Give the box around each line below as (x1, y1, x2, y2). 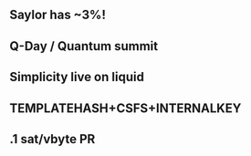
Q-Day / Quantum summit (9, 38, 158, 54)
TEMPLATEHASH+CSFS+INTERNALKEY (9, 100, 242, 116)
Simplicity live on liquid (9, 69, 144, 85)
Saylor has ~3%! (9, 7, 107, 23)
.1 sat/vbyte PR (9, 131, 96, 147)
